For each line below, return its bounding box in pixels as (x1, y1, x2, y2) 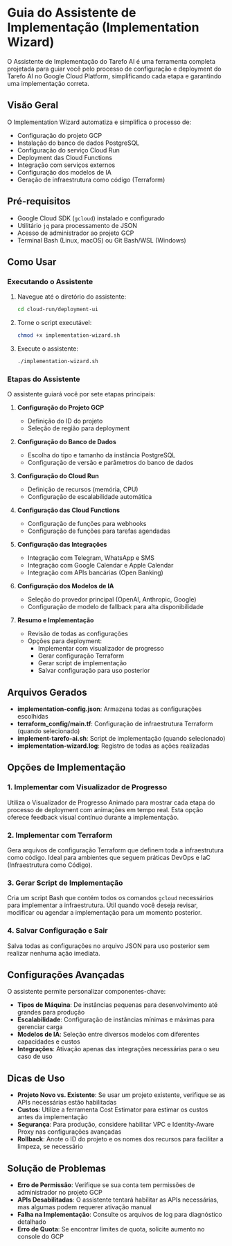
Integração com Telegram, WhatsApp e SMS (27, 554, 154, 562)
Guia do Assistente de (7, 5, 136, 21)
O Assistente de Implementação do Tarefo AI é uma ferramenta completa (7, 57, 216, 65)
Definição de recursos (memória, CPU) (27, 485, 139, 493)
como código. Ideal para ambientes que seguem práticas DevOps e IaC (7, 853, 211, 861)
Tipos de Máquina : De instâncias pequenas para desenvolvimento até (17, 1001, 218, 1009)
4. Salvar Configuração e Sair (7, 926, 108, 936)
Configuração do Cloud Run (17, 472, 99, 480)
